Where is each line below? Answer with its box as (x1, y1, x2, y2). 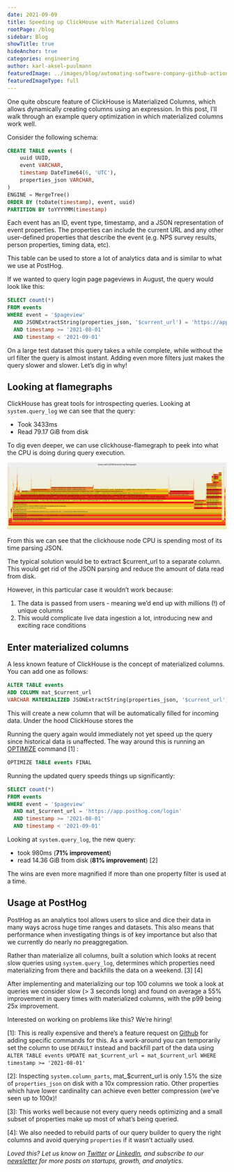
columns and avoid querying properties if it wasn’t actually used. (7, 1135, 195, 1144)
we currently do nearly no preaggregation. (7, 937, 129, 946)
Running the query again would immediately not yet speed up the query (7, 729, 213, 738)
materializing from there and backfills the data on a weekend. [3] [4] (7, 966, 203, 974)
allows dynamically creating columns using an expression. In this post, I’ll (7, 104, 217, 113)
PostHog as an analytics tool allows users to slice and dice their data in (7, 915, 211, 924)
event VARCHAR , (19, 162, 64, 169)
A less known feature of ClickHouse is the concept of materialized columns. (7, 660, 225, 668)
